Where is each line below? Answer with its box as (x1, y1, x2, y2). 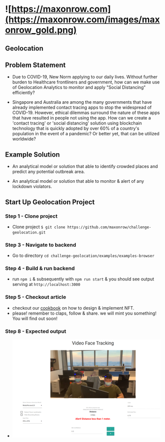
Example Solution (5, 150, 60, 159)
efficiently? (12, 90, 35, 96)
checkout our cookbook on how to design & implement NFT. (12, 305, 134, 311)
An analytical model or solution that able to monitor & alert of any (12, 178, 144, 184)
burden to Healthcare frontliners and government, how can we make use (12, 79, 160, 85)
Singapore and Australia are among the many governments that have (12, 99, 152, 105)
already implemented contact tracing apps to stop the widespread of (12, 105, 152, 111)
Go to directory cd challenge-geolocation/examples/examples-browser (12, 253, 155, 259)
